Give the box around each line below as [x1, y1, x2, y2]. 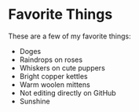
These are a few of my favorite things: [8, 31, 131, 41]
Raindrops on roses [19, 55, 83, 64]
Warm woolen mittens [19, 80, 90, 89]
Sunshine [19, 96, 50, 106]
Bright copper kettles [19, 71, 88, 81]
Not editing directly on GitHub [19, 88, 116, 97]
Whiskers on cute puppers [19, 63, 106, 72]
